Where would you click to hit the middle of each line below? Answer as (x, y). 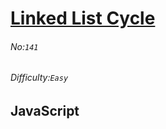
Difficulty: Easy (39, 78)
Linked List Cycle (83, 18)
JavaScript (45, 111)
